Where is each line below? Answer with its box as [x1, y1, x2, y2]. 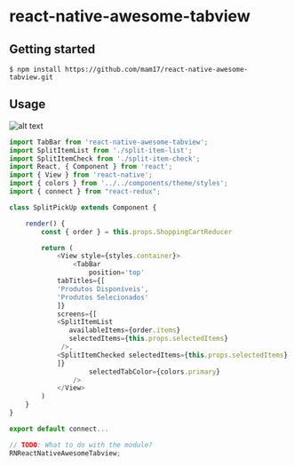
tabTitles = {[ [56, 277, 105, 286]
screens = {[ [56, 309, 98, 319]
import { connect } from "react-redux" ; [9, 187, 162, 196]
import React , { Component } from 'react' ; [9, 162, 173, 171]
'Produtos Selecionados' [56, 293, 149, 302]
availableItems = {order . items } [68, 326, 180, 335]
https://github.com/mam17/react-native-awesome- [65, 65, 249, 74]
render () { [25, 219, 66, 228]
